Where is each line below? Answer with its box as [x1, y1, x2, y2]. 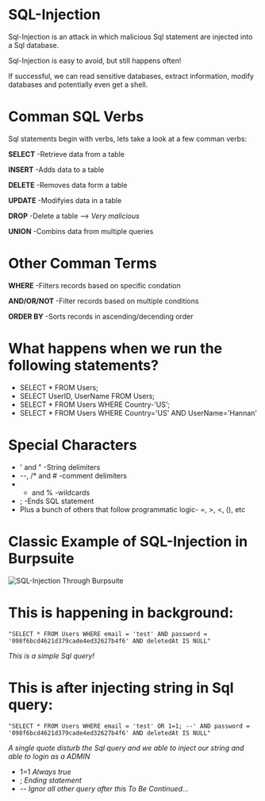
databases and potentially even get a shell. [8, 80, 148, 89]
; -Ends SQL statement [19, 496, 94, 506]
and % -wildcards [31, 487, 90, 497]
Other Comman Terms [8, 255, 157, 272]
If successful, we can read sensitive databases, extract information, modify [8, 71, 254, 80]
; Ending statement [19, 775, 82, 785]
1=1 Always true [19, 767, 71, 776]
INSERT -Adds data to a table [8, 165, 105, 174]
